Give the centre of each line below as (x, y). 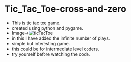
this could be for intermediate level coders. (55, 49)
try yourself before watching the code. (51, 54)
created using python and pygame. (47, 28)
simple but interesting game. (41, 43)
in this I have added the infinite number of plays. (61, 38)
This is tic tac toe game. (36, 23)
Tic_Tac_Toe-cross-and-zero (65, 9)
